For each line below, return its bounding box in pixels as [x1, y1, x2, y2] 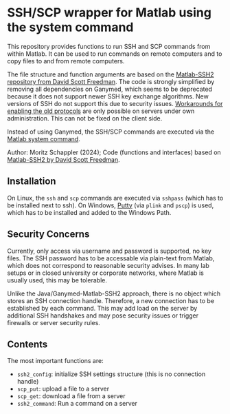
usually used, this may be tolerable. [7, 276, 108, 284]
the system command [7, 19, 134, 35]
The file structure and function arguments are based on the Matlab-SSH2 [7, 70, 214, 79]
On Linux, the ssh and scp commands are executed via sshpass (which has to [7, 194, 224, 202]
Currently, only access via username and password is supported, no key [7, 247, 211, 255]
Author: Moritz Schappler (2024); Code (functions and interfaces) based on [7, 148, 221, 156]
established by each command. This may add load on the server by [7, 304, 198, 312]
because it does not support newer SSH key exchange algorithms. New [7, 92, 209, 101]
